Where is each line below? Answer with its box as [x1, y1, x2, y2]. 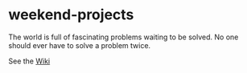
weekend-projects [8, 6, 134, 24]
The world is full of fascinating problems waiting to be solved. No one [8, 32, 239, 42]
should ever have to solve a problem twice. [8, 40, 151, 50]
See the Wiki [8, 56, 51, 66]
